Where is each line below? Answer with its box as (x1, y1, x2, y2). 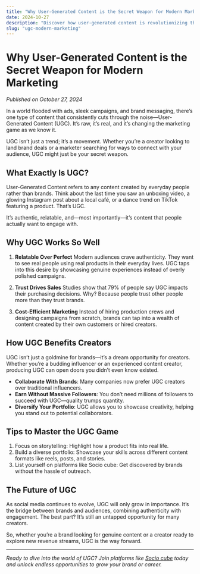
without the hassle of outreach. (14, 468, 92, 475)
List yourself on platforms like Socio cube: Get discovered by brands (14, 462, 183, 469)
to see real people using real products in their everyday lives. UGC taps (14, 259, 190, 266)
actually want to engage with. (6, 221, 79, 227)
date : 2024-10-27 (6, 14, 49, 20)
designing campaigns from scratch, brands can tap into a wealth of (14, 314, 180, 321)
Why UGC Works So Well (6, 237, 100, 247)
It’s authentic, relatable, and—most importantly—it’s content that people (6, 214, 182, 221)
